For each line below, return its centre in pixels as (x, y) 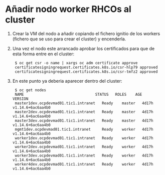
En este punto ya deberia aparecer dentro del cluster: (67, 81)
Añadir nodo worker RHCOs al (68, 9)
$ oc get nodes (30, 90)
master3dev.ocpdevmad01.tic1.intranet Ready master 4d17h (84, 121)
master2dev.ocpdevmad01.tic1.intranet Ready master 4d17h (84, 112)
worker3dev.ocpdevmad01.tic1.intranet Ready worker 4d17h (84, 156)
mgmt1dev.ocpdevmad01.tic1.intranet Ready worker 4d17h (84, 129)
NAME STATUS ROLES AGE (79, 94)
